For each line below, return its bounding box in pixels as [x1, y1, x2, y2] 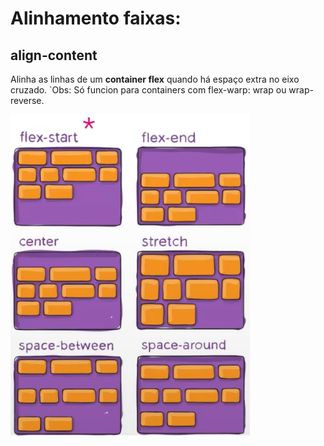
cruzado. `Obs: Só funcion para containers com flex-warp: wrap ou [10, 84, 287, 96]
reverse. [10, 95, 45, 106]
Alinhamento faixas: [10, 7, 182, 30]
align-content [10, 47, 98, 64]
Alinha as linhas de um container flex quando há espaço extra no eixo [10, 73, 300, 85]
